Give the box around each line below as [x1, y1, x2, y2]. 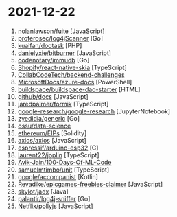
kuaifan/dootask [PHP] [17, 41, 82, 49]
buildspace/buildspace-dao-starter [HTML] [17, 85, 141, 93]
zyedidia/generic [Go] [17, 114, 80, 122]
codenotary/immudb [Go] [17, 56, 90, 64]
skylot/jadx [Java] [17, 187, 69, 196]
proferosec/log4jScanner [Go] [17, 34, 104, 42]
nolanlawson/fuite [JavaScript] [17, 27, 105, 35]
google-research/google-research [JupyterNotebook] [17, 107, 171, 115]
